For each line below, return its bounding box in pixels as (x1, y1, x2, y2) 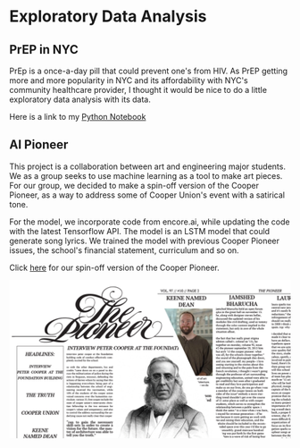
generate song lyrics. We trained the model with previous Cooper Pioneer (9, 235, 279, 246)
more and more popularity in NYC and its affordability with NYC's (9, 75, 248, 86)
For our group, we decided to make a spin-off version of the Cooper (9, 180, 259, 190)
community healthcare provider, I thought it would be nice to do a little (9, 85, 268, 95)
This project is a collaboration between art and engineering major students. (9, 161, 286, 172)
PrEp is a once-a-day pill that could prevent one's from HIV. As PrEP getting (9, 65, 288, 76)
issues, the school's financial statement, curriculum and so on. (9, 244, 239, 256)
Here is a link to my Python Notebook (9, 112, 146, 122)
